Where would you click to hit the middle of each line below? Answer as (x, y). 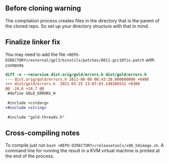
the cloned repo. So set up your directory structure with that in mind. (77, 26)
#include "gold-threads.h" (36, 117)
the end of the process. (30, 156)
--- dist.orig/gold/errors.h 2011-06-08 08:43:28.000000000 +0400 (77, 79)
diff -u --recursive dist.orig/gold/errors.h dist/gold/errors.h (76, 74)
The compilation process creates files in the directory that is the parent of (82, 20)
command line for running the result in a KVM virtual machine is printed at (83, 151)
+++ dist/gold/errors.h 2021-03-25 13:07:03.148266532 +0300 (73, 84)
